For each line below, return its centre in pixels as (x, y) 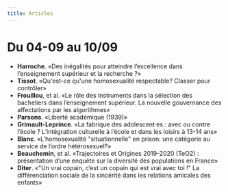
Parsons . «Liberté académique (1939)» (72, 117)
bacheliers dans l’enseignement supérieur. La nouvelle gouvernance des (119, 102)
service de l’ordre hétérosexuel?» (64, 146)
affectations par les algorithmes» (64, 109)
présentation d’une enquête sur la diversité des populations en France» (117, 161)
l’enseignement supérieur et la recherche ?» (79, 73)
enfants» (29, 182)
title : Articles (30, 13)
